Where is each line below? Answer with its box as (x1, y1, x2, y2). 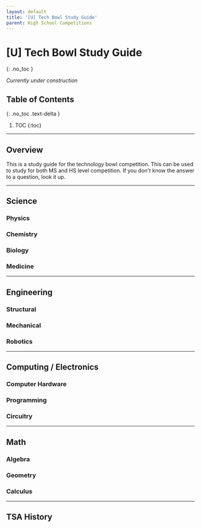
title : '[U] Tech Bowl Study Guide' (6, 14, 98, 20)
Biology (6, 246, 29, 255)
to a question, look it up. (6, 173, 66, 180)
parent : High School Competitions (6, 20, 93, 26)
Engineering (6, 287, 53, 297)
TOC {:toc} (14, 122, 42, 129)
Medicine (6, 263, 34, 271)
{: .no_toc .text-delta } (6, 110, 60, 117)
